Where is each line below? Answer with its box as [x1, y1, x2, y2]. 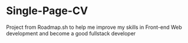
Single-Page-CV [6, 4, 88, 18]
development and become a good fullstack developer [6, 29, 136, 37]
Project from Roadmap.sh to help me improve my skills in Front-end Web [6, 24, 183, 31]
